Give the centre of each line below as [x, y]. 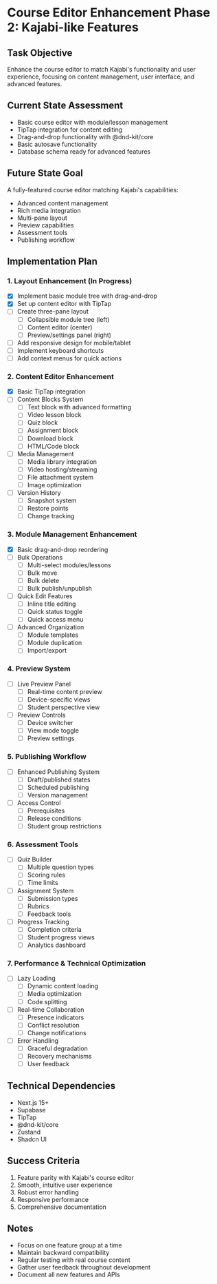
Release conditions [54, 818]
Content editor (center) [60, 327]
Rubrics [38, 906]
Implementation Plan [53, 262]
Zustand [29, 1132]
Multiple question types [60, 867]
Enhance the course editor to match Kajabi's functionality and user [101, 69]
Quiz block [43, 422]
